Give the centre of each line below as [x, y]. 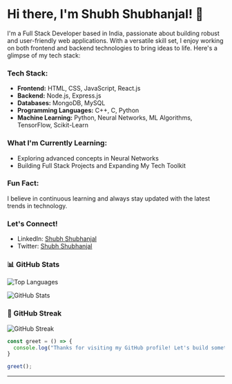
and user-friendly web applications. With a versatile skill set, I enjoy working [115, 40]
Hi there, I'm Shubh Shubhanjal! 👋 [105, 14]
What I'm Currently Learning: [57, 143]
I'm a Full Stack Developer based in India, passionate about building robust [113, 33]
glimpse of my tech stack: [44, 55]
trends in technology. [37, 205]
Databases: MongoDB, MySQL [61, 103]
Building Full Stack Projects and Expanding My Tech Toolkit [101, 165]
